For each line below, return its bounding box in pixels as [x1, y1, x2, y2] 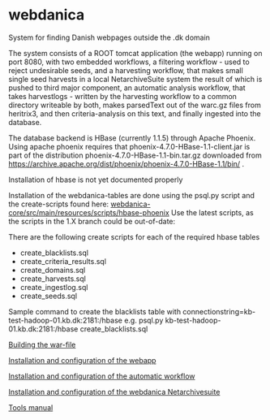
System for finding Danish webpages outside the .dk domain [8, 32, 211, 42]
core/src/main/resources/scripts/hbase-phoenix [8, 207, 170, 217]
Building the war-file [8, 340, 76, 349]
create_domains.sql [19, 265, 86, 275]
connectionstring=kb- [182, 306, 256, 316]
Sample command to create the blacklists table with [8, 306, 181, 316]
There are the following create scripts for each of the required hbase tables [8, 232, 260, 241]
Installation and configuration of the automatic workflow [8, 371, 196, 381]
